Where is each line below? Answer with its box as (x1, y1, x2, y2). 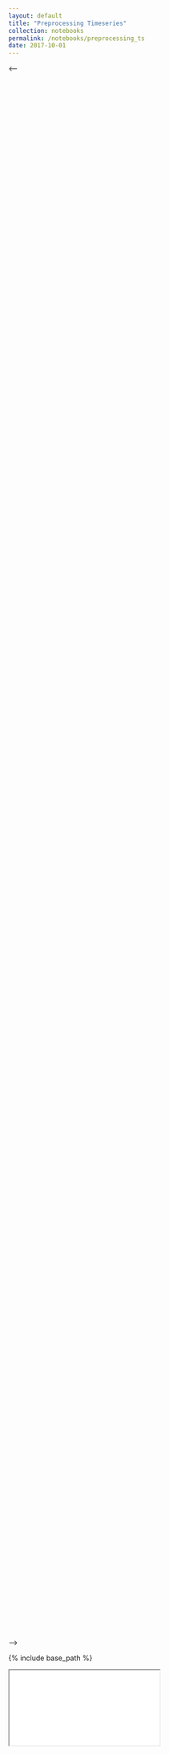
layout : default (8, 11, 62, 20)
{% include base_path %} (8, 1653, 93, 1663)
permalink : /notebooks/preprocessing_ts (8, 34, 146, 43)
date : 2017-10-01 (8, 42, 66, 50)
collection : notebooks (8, 26, 84, 35)
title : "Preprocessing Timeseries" (8, 19, 127, 27)
